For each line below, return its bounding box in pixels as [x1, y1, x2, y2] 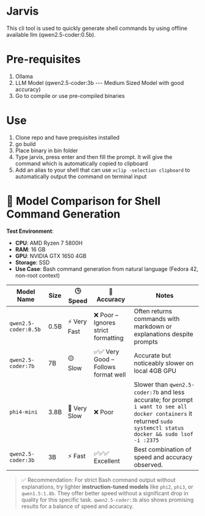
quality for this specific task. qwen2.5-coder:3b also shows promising [21, 496, 194, 503]
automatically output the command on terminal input [15, 172, 147, 180]
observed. [134, 460, 163, 469]
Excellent [93, 457, 120, 465]
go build [15, 140, 36, 147]
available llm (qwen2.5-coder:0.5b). [6, 31, 96, 38]
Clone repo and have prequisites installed [15, 133, 120, 141]
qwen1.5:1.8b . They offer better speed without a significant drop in [21, 489, 189, 496]
